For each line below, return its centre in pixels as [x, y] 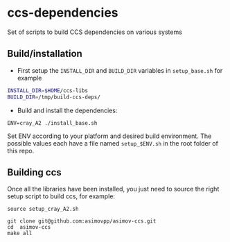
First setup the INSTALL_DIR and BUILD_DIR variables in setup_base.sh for [120, 70]
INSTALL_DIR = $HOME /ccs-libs [48, 90]
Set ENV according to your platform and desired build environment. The [109, 136]
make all [20, 234]
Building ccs [35, 172]
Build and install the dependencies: [67, 110]
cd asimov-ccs [29, 227]
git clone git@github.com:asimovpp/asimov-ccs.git [82, 221]
